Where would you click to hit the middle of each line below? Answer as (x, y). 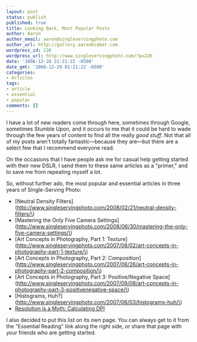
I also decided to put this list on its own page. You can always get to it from (98, 320)
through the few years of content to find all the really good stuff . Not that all (99, 135)
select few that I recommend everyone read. (60, 148)
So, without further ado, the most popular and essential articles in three (93, 183)
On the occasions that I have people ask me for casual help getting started (97, 159)
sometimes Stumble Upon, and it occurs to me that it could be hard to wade (99, 129)
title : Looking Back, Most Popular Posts (58, 28)
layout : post (22, 12)
